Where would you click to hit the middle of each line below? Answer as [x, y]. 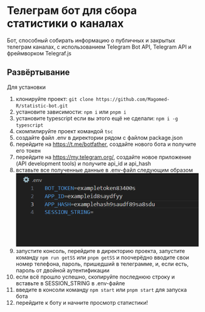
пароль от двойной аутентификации [63, 270]
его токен [28, 150]
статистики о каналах [65, 23]
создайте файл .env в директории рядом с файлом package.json [99, 137]
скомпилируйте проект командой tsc [64, 131]
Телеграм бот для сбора [72, 11]
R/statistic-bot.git [42, 106]
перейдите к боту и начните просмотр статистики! [82, 302]
